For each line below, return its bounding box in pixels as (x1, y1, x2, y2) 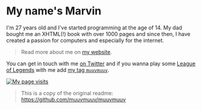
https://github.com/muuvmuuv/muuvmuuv (20, 96, 126, 103)
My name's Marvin (6, 4, 102, 18)
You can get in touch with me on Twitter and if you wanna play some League (6, 60, 196, 67)
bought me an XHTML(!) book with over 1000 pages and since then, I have (6, 30, 191, 37)
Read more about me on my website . (20, 48, 112, 55)
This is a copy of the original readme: (20, 89, 114, 96)
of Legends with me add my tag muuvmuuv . (6, 66, 109, 73)
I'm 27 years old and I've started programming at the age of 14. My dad (6, 24, 182, 31)
